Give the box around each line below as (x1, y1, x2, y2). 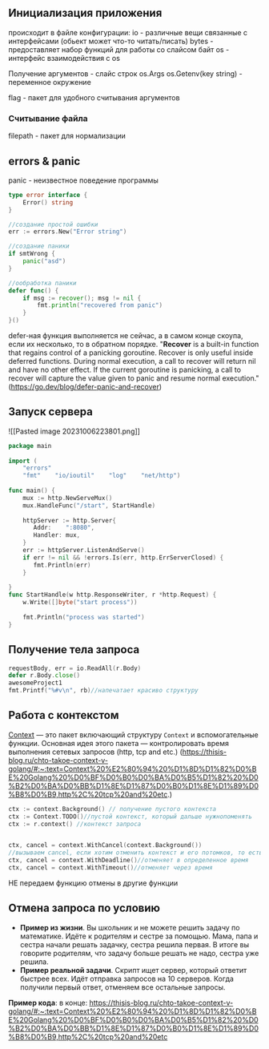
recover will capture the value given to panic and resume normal (8, 373, 221, 383)
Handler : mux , (33, 531, 81, 539)
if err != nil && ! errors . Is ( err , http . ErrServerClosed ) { (22, 553, 224, 562)
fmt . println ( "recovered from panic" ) (37, 301, 163, 309)
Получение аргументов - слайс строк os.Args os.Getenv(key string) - (8, 68, 243, 79)
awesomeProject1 (8, 679, 62, 688)
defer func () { (8, 286, 59, 295)
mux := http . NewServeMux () (22, 494, 113, 502)
